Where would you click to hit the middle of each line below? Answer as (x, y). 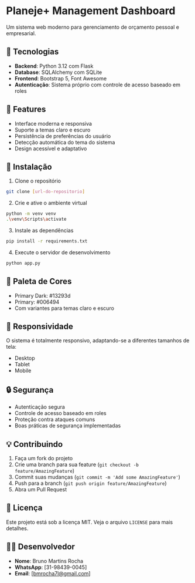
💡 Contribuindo (35, 444)
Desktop (25, 358)
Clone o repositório (38, 181)
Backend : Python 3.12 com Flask (54, 66)
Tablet (22, 365)
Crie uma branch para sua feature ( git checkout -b (76, 464)
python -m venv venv (31, 214)
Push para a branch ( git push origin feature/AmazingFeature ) (90, 483)
